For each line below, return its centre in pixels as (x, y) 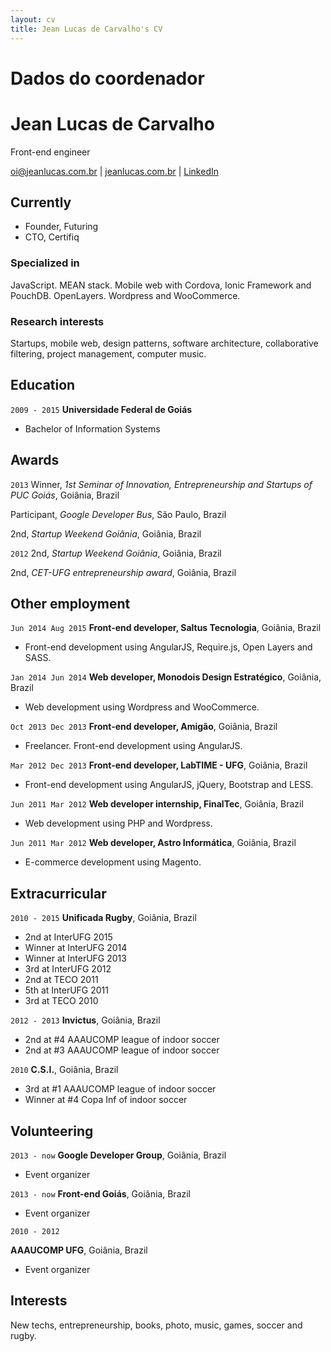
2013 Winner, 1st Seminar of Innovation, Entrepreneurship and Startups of (161, 484)
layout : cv (33, 19)
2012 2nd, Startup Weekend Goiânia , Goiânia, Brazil (116, 553)
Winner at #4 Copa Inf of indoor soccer (106, 1100)
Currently (41, 202)
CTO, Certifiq (52, 237)
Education (43, 385)
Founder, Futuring (61, 227)
